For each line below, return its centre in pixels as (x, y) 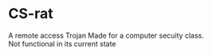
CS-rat (31, 14)
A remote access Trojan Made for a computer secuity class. (106, 35)
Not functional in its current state (63, 43)
